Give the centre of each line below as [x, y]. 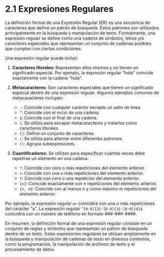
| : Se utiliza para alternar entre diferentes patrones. [71, 139]
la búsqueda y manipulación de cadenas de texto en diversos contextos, [78, 239]
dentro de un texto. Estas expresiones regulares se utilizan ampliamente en [81, 234]
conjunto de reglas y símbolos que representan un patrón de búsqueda [76, 228]
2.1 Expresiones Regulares [59, 9]
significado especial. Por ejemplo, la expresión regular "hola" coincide [83, 72]
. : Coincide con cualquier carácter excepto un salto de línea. [80, 107]
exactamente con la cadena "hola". [47, 78]
